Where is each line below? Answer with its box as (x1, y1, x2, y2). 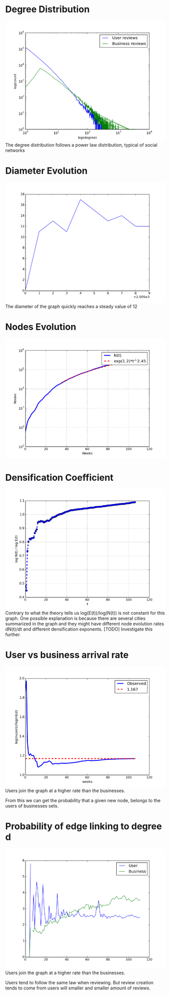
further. (5, 632, 21, 638)
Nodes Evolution (5, 321, 77, 333)
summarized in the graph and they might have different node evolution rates (5, 621, 164, 627)
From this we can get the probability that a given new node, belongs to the (5, 797, 161, 803)
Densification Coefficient (5, 472, 114, 483)
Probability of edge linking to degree (5, 821, 162, 832)
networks (5, 147, 25, 153)
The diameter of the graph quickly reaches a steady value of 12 (5, 303, 138, 309)
